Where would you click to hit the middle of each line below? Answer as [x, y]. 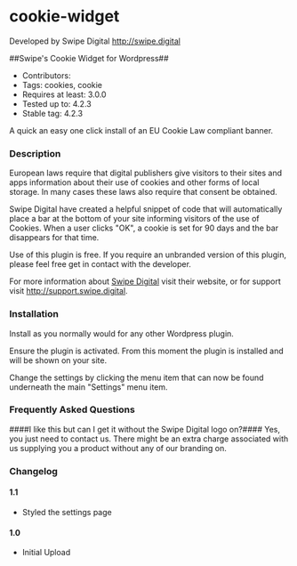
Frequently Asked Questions [72, 409]
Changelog [33, 471]
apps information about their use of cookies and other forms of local [134, 182]
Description [35, 153]
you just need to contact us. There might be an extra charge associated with [149, 439]
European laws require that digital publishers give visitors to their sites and [146, 173]
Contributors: [46, 75]
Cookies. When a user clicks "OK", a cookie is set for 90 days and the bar [144, 228]
